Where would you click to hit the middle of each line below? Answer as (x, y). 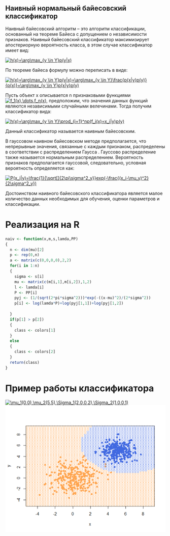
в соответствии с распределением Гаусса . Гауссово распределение (81, 152)
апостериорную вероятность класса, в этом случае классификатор (79, 45)
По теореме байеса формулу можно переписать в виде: (66, 70)
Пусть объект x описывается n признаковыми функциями (68, 95)
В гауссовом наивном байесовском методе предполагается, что (76, 141)
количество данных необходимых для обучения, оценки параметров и (82, 199)
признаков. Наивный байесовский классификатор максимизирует (77, 39)
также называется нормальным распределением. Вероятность (74, 157)
